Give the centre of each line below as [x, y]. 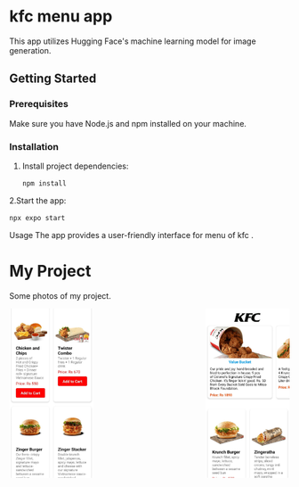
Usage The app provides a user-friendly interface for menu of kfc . [131, 235]
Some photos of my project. [60, 295]
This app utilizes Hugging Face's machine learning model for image [133, 41]
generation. [30, 50]
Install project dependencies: [75, 166]
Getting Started [53, 79]
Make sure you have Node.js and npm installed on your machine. [128, 123]
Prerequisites [39, 104]
